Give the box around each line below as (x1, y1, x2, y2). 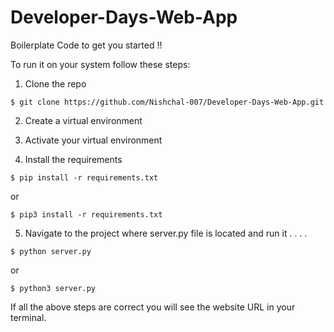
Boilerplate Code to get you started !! (10, 39, 163, 51)
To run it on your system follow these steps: (10, 58, 191, 70)
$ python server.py (10, 246, 92, 256)
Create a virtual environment (24, 114, 143, 126)
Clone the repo (24, 77, 87, 90)
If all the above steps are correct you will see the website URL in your (10, 301, 296, 313)
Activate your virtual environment (24, 134, 163, 146)
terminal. (10, 311, 47, 323)
